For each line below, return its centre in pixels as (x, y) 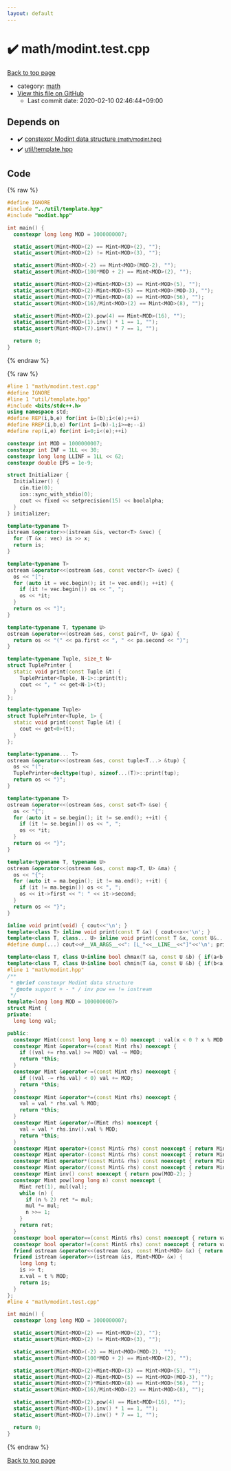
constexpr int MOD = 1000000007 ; (55, 443)
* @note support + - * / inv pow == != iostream (81, 989)
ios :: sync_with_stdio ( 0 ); (57, 495)
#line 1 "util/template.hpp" (49, 399)
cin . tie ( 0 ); (36, 488)
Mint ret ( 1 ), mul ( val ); (54, 1186)
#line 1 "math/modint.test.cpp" (53, 386)
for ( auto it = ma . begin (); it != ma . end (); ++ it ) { (90, 881)
